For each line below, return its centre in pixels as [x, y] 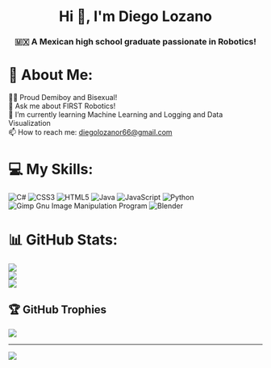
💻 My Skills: [51, 169]
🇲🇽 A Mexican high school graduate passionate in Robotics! [135, 42]
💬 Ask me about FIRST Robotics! [62, 106]
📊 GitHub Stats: [63, 240]
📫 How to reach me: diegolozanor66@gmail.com [90, 132]
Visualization [29, 123]
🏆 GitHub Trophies [58, 310]
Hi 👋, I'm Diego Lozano [135, 17]
